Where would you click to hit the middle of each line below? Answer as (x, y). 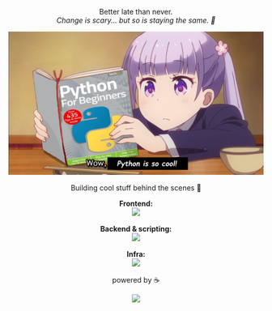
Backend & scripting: (136, 229)
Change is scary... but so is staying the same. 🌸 (136, 20)
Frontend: (136, 203)
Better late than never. (136, 12)
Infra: (136, 254)
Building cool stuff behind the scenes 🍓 (136, 188)
